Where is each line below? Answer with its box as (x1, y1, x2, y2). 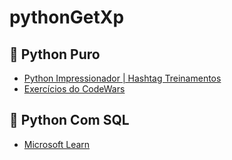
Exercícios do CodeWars (23, 83, 126, 95)
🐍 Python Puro (9, 46, 101, 63)
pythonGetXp (9, 6, 125, 29)
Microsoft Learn (23, 138, 91, 150)
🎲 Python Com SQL (9, 112, 130, 129)
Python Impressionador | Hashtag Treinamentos (23, 72, 222, 84)
